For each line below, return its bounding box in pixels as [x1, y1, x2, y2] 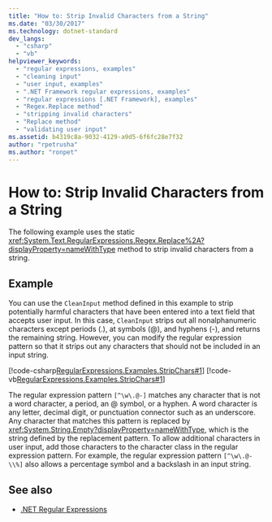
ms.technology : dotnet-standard [8, 27, 118, 35]
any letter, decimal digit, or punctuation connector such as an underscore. [8, 407, 256, 417]
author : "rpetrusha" [8, 140, 79, 149]
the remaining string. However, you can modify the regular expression [8, 333, 242, 342]
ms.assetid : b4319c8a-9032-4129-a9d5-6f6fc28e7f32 [8, 133, 183, 141]
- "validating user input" [15, 125, 107, 133]
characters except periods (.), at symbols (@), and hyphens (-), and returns [8, 324, 261, 334]
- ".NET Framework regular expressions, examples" [15, 87, 191, 96]
